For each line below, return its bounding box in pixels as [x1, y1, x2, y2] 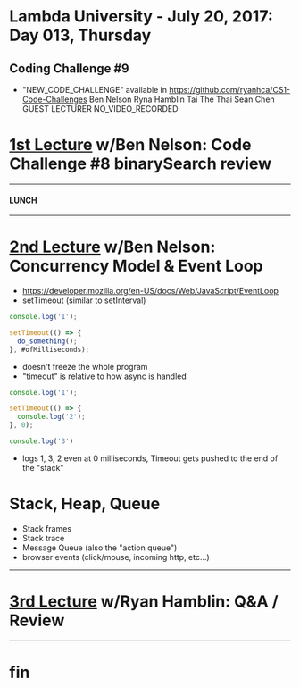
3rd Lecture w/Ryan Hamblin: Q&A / [9, 591, 279, 612]
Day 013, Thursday [9, 25, 152, 46]
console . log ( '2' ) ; [17, 413, 87, 422]
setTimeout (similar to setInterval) [21, 295, 146, 306]
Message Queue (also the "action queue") [21, 542, 178, 553]
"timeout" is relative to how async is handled [21, 371, 187, 381]
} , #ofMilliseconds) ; [9, 345, 90, 354]
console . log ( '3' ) [9, 437, 74, 446]
